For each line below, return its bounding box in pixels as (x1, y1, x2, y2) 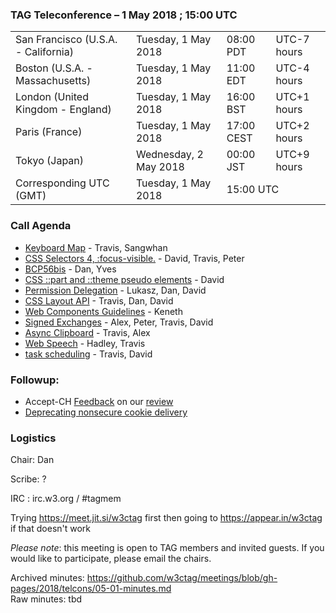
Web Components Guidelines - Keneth (24, 305, 183, 317)
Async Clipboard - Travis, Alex (24, 326, 151, 338)
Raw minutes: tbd (10, 593, 83, 605)
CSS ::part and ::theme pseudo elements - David (24, 273, 225, 285)
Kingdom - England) (15, 103, 112, 117)
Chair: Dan (10, 454, 55, 466)
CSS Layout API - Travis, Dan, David (24, 294, 174, 307)
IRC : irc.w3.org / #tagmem (10, 493, 122, 505)
